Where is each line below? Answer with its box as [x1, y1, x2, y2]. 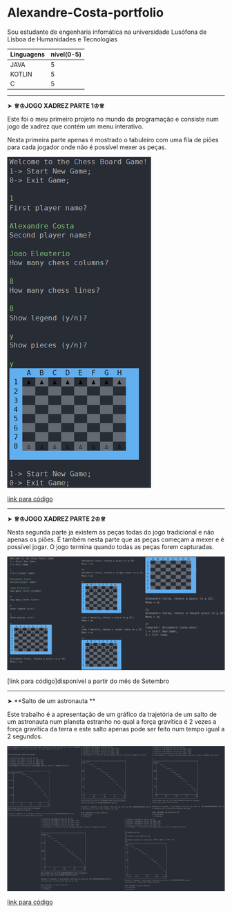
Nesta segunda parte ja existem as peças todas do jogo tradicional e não [7, 528, 215, 536]
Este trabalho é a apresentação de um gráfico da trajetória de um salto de [7, 710, 217, 718]
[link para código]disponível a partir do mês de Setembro [7, 677, 170, 685]
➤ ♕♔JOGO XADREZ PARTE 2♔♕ [7, 515, 106, 523]
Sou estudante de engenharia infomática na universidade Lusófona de [7, 28, 207, 36]
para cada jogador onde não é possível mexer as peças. [7, 143, 167, 151]
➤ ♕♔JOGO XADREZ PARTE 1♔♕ [7, 102, 105, 110]
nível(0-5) [50, 50, 81, 59]
